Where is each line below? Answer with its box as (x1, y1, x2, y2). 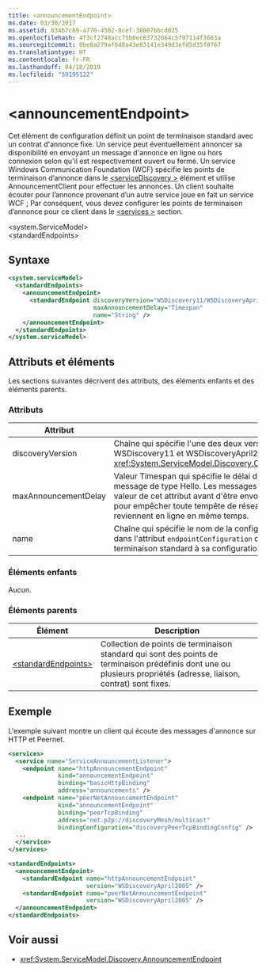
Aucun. (8, 585, 32, 594)
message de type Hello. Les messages (113, 481, 257, 492)
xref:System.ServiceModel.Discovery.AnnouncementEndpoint (19, 954, 222, 963)
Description (154, 625, 200, 636)
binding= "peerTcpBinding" (58, 809, 144, 817)
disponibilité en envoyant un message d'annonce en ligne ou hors (8, 147, 223, 157)
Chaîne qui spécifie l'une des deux (113, 438, 243, 449)
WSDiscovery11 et (113, 448, 184, 459)
